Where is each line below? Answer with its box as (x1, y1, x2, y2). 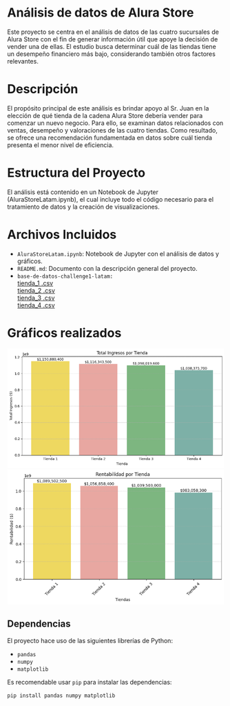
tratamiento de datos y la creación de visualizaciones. (7, 202, 160, 211)
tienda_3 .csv (17, 294, 55, 302)
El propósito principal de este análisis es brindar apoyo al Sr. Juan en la (7, 104, 209, 112)
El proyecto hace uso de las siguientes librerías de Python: (7, 636, 174, 645)
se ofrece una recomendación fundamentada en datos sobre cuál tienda (7, 133, 212, 142)
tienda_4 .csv (17, 300, 55, 309)
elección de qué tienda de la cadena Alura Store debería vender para (7, 111, 203, 120)
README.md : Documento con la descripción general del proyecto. (17, 264, 198, 272)
